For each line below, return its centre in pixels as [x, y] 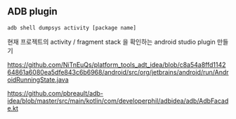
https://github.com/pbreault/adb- [55, 93]
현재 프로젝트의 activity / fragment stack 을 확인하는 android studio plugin [111, 42]
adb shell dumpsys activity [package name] [72, 27]
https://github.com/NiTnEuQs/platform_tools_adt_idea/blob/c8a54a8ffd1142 [117, 64]
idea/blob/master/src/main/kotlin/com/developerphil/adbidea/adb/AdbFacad [118, 101]
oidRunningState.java [38, 80]
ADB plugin [32, 12]
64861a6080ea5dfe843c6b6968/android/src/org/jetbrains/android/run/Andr [118, 72]
